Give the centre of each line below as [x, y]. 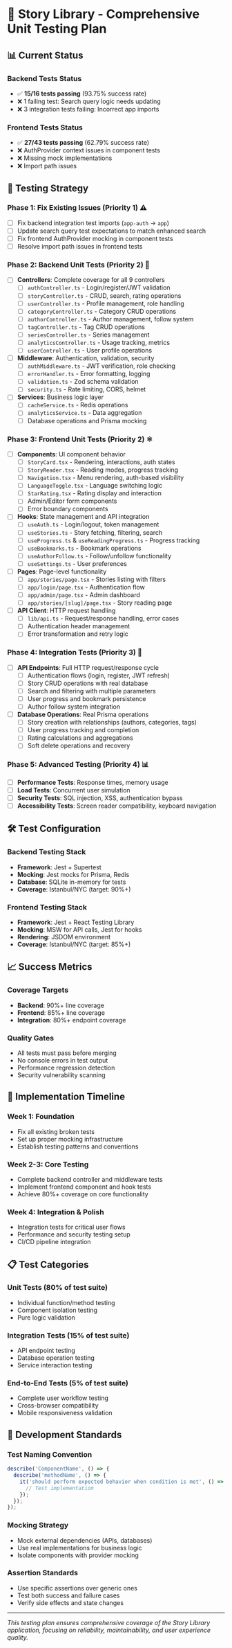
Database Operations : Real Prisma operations [83, 715]
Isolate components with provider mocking [78, 1555]
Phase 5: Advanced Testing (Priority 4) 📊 [78, 765]
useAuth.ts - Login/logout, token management [93, 524]
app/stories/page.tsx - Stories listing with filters [97, 579]
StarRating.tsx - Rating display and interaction [95, 493]
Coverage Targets [38, 990]
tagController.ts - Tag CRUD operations [86, 327]
